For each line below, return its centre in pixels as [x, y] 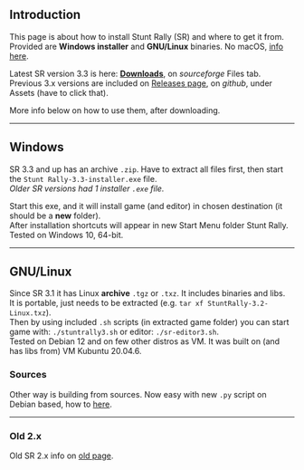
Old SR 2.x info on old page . [62, 456]
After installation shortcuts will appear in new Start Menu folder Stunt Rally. [149, 225]
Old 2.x [26, 436]
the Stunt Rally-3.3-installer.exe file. [83, 178]
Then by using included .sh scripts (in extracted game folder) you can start [149, 322]
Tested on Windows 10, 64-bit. [66, 235]
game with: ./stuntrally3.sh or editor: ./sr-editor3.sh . [114, 332]
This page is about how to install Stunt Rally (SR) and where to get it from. [147, 36]
